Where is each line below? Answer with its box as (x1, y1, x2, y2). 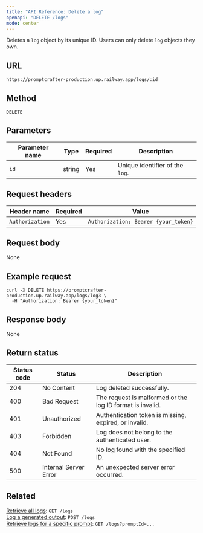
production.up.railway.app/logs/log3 (6, 292, 101, 299)
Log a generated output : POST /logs (6, 513, 95, 520)
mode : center (6, 20, 39, 26)
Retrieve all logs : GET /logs (6, 507, 74, 514)
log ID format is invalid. (95, 401, 161, 409)
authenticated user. (95, 436, 152, 444)
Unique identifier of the (117, 161, 184, 169)
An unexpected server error (95, 463, 175, 471)
